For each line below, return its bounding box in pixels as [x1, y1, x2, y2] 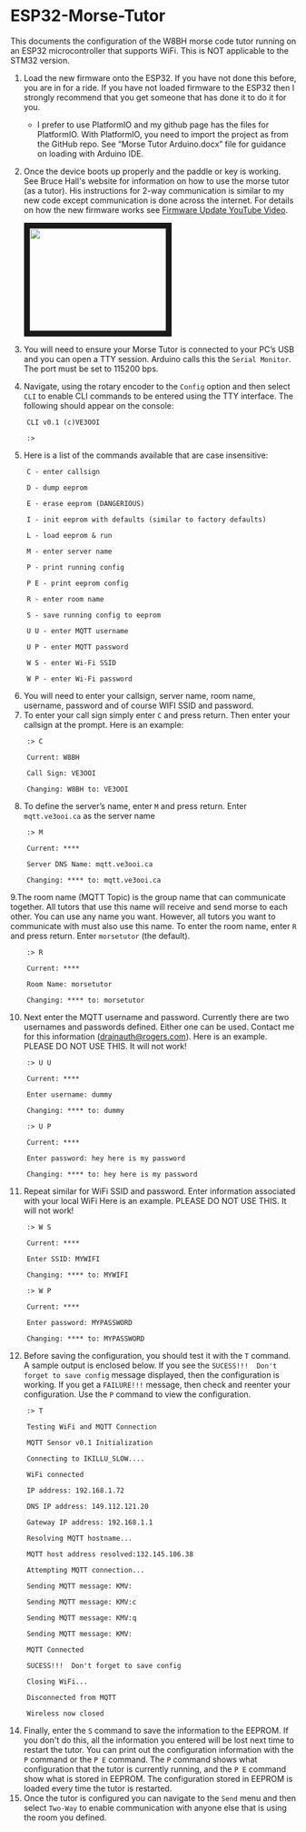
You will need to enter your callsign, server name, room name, [23, 690, 256, 701]
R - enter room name [26, 594, 104, 603]
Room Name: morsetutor [26, 979, 113, 988]
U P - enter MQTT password [26, 643, 129, 652]
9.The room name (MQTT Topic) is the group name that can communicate [10, 891, 286, 902]
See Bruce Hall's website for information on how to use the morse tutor [23, 175, 290, 187]
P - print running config [26, 562, 125, 572]
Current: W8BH [26, 753, 80, 762]
